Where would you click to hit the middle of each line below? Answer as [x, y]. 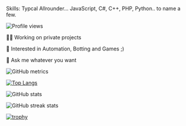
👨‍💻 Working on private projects [44, 37]
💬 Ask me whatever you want [41, 60]
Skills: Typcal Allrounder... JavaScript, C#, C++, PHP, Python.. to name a [93, 8]
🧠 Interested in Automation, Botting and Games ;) [65, 49]
